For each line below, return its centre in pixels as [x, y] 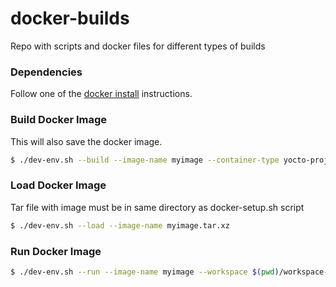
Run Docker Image [56, 251]
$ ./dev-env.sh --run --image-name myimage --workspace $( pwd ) [145, 272]
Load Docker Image [58, 185]
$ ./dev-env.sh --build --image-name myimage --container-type [145, 160]
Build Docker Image [59, 120]
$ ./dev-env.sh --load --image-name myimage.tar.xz [120, 225]
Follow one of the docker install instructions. [101, 94]
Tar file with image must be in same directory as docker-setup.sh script [157, 207]
